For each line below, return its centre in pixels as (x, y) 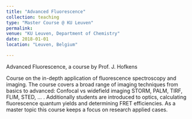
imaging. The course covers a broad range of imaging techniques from (92, 84)
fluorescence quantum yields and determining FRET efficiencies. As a (91, 103)
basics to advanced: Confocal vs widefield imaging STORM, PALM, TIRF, (95, 91)
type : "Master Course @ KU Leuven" (50, 22)
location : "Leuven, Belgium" (42, 45)
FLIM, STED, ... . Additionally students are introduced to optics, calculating (96, 97)
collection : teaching (33, 17)
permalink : (19, 28)
